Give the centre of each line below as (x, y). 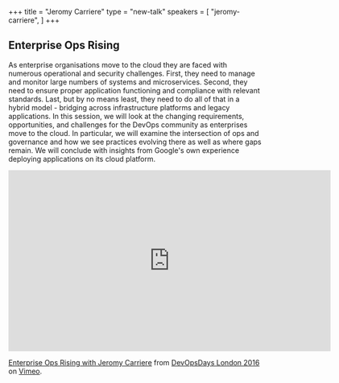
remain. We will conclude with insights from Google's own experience (124, 150)
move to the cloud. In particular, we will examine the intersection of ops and (134, 133)
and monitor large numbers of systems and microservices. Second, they (128, 82)
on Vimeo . (25, 371)
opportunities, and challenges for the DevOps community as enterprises (128, 125)
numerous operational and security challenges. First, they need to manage (132, 73)
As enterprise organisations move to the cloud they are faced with (118, 64)
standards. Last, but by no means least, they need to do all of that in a (124, 99)
